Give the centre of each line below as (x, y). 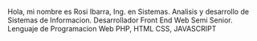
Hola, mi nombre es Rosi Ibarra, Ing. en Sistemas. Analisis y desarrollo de (128, 12)
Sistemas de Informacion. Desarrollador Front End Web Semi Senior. (120, 20)
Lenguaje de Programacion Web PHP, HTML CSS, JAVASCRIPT (112, 29)
